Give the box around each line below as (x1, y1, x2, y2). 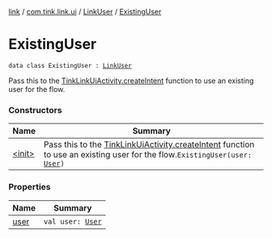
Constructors (8, 104, 62, 115)
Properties (8, 182, 51, 193)
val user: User (43, 217, 103, 226)
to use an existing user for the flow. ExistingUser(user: (43, 149, 253, 161)
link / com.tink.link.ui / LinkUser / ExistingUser (8, 7, 162, 16)
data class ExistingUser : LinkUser (8, 61, 132, 69)
